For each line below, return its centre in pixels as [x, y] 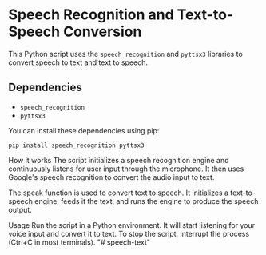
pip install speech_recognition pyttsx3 [77, 145]
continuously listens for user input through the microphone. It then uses [126, 169]
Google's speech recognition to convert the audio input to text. [111, 177]
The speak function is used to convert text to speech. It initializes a [119, 193]
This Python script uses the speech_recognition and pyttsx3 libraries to [126, 54]
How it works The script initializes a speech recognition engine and [119, 160]
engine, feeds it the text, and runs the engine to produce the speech [147, 201]
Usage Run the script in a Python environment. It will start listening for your [132, 225]
